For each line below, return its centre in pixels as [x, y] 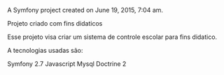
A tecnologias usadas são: [45, 50]
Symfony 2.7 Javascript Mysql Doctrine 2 [67, 64]
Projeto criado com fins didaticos [55, 23]
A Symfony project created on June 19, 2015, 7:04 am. [85, 10]
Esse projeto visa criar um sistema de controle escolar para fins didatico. [112, 37]
